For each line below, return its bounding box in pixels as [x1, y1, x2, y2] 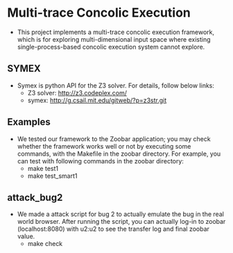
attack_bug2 [7, 191, 63, 203]
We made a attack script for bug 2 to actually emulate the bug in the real [17, 210, 224, 218]
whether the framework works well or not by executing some [17, 142, 191, 150]
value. [17, 232, 35, 240]
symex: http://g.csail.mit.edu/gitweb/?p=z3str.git [27, 96, 167, 104]
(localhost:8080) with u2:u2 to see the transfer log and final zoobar [17, 225, 210, 234]
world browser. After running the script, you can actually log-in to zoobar [17, 218, 226, 226]
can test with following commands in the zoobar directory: [17, 156, 184, 165]
